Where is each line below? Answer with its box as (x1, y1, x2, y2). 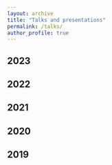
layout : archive (7, 10, 54, 17)
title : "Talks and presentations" (7, 17, 107, 23)
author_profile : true (7, 29, 69, 37)
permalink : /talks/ (7, 23, 63, 30)
